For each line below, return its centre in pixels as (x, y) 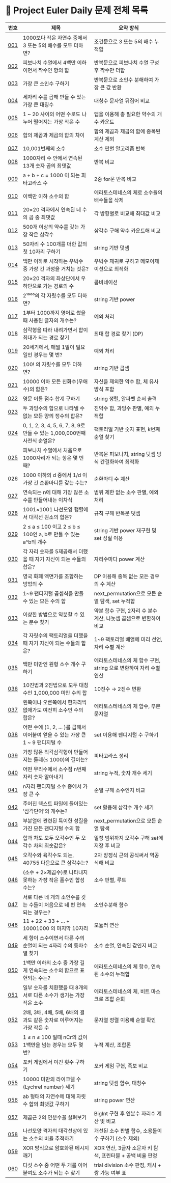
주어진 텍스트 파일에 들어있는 (55, 804)
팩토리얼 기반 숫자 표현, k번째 (127, 429)
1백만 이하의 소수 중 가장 (51, 962)
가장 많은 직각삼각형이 (48, 752)
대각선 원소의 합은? (50, 517)
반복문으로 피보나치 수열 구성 (126, 63)
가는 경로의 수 (59, 286)
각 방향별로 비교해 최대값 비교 (127, 213)
